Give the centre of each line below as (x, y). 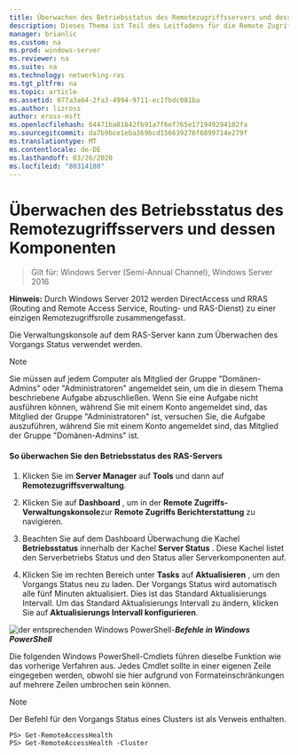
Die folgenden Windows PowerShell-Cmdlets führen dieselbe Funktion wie (145, 656)
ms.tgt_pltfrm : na (43, 83)
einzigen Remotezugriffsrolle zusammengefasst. (98, 318)
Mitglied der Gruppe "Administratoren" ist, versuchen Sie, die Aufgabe (137, 417)
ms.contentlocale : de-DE (55, 149)
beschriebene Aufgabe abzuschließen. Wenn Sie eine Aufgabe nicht (134, 398)
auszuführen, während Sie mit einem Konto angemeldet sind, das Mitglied (144, 426)
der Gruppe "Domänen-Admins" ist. (74, 435)
